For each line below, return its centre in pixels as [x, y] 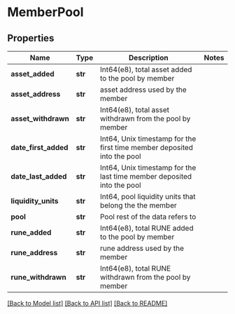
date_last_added [39, 176]
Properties [31, 38]
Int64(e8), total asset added [146, 69]
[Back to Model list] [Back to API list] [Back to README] [87, 303]
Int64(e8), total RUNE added [147, 228]
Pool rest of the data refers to [148, 217]
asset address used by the [143, 90]
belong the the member [138, 205]
